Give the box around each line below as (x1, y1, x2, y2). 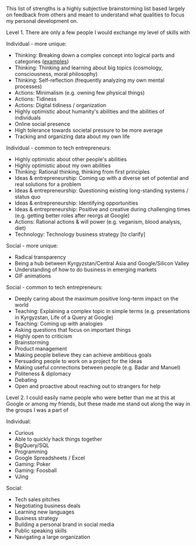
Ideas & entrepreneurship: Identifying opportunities (14, 199, 138, 207)
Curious (14, 430, 34, 436)
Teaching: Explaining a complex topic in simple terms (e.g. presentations (14, 308, 190, 314)
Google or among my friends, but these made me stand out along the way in (6, 400, 191, 407)
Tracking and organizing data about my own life (14, 133, 130, 140)
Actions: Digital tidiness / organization (14, 102, 107, 108)
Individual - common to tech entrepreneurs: (6, 144, 111, 151)
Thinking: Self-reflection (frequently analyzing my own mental (14, 76, 165, 84)
